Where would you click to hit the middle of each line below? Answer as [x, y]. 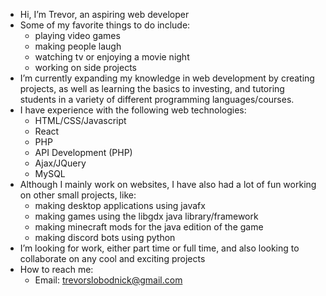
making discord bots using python [105, 237]
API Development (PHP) [83, 152]
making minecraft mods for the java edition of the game [149, 227]
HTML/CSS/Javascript [80, 120]
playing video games [77, 35]
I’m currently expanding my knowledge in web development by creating [167, 78]
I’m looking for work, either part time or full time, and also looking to [159, 248]
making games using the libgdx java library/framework [146, 216]
